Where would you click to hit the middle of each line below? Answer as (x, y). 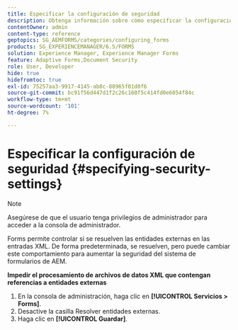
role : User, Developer (41, 67)
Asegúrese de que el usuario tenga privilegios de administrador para (107, 217)
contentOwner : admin (38, 27)
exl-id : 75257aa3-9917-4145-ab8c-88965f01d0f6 (77, 86)
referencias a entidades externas (57, 282)
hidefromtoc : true (34, 80)
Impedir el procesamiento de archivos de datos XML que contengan (109, 275)
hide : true (23, 73)
